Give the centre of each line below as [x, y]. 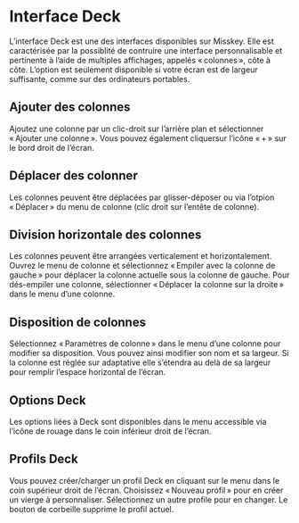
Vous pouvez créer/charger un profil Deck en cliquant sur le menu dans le [145, 480]
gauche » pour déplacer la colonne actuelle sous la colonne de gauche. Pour [149, 275]
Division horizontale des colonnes [105, 234]
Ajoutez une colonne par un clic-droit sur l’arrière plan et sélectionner [137, 129]
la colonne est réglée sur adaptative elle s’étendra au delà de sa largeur [140, 362]
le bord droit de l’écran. [52, 147]
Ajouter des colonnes [70, 108]
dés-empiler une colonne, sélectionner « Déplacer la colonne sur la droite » [147, 285]
